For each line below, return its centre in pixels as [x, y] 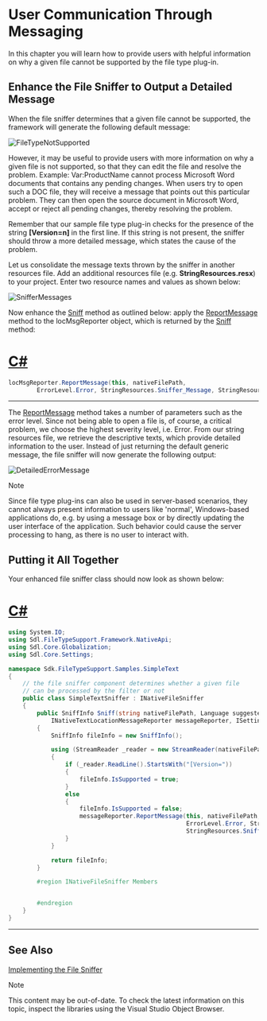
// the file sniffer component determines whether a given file [131, 684]
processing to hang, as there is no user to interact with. [99, 535]
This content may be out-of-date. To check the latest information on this [126, 1000]
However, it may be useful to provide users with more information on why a [131, 157]
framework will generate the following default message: [99, 127]
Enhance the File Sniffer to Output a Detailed [120, 87]
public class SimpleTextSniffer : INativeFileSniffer [113, 699]
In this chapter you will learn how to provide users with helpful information [130, 53]
